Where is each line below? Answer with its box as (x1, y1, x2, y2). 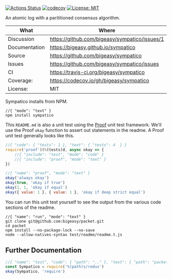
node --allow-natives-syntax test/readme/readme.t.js (5, 232, 123, 237)
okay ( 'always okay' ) (5, 175, 50, 181)
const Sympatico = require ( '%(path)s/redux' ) (5, 264, 104, 269)
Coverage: (8, 77, 33, 84)
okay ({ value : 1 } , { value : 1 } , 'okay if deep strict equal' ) (5, 190, 145, 195)
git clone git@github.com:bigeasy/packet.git (5, 219, 104, 224)
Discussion (8, 36, 35, 42)
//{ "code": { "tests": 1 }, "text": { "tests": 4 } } (5, 143, 127, 148)
